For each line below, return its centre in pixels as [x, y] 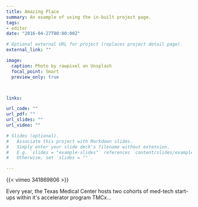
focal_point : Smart [35, 72]
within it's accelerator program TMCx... [64, 198]
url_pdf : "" [21, 114]
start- [181, 191]
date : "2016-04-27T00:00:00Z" [43, 34]
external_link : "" [29, 50]
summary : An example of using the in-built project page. [79, 17]
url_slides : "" [25, 120]
